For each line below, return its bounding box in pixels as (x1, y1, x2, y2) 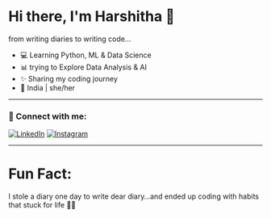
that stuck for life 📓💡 (8, 200, 77, 210)
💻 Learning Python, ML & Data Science (19, 50, 152, 60)
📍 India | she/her (19, 82, 75, 92)
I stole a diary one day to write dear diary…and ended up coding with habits (8, 191, 260, 201)
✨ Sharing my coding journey (19, 73, 119, 83)
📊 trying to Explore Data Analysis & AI (19, 62, 148, 72)
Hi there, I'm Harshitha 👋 (8, 7, 175, 26)
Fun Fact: (8, 165, 73, 183)
